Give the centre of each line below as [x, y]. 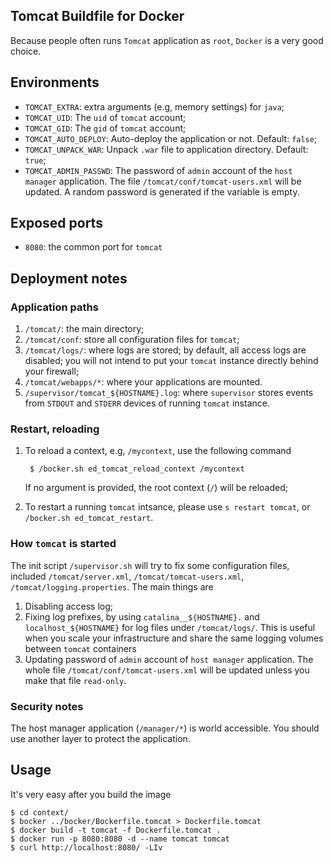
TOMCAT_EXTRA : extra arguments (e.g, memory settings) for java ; [154, 106]
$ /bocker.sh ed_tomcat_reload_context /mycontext [137, 469]
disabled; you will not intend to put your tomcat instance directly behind [171, 361]
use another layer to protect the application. [100, 739]
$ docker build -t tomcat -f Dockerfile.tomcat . [116, 830]
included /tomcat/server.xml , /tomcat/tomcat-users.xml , [127, 576]
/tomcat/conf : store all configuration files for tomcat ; [132, 340]
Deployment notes [69, 278]
